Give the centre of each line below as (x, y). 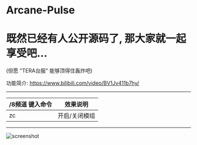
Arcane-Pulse (40, 10)
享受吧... (27, 53)
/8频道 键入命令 (30, 105)
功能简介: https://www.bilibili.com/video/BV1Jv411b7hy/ (73, 83)
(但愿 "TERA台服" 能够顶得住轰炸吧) (49, 71)
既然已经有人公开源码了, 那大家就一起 (96, 39)
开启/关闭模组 (77, 116)
